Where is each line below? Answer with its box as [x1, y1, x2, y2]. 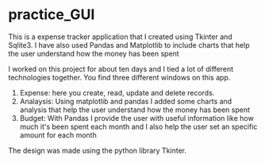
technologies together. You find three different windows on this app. [8, 72, 231, 82]
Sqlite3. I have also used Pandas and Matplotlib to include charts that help [8, 40, 250, 49]
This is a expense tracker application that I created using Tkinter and [8, 32, 232, 41]
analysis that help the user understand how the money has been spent [19, 105, 250, 114]
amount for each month [19, 130, 97, 140]
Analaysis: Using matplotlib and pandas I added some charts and [19, 96, 232, 106]
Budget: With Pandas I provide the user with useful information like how [19, 113, 254, 122]
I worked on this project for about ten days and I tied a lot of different [8, 64, 234, 73]
